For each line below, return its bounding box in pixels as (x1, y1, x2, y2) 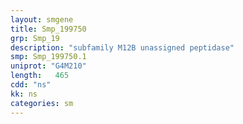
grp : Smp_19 (10, 33, 60, 43)
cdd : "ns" (10, 80, 52, 90)
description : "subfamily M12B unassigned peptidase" (10, 42, 235, 53)
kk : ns (10, 89, 38, 99)
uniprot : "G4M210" (10, 61, 87, 71)
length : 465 (10, 71, 70, 81)
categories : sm (10, 98, 74, 108)
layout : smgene (10, 14, 74, 25)
